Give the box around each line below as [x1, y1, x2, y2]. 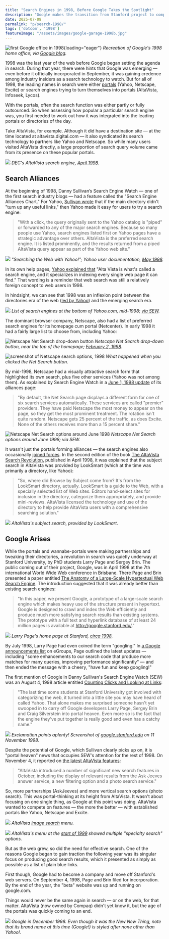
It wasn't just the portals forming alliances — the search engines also [5, 446, 148, 452]
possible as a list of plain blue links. [5, 861, 79, 867]
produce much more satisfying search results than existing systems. [17, 612, 159, 618]
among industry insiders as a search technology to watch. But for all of [5, 76, 152, 82]
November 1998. [5, 737, 39, 743]
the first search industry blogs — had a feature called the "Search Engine [5, 193, 157, 199]
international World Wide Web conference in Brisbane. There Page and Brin [5, 570, 162, 576]
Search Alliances [5, 174, 59, 183]
